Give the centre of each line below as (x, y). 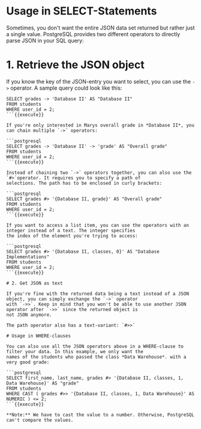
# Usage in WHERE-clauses (38, 336)
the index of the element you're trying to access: (72, 236)
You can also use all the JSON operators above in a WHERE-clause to (95, 346)
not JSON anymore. (29, 315)
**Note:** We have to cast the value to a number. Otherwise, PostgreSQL (100, 415)
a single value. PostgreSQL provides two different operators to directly (93, 34)
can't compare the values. (40, 420)
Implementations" (28, 257)
